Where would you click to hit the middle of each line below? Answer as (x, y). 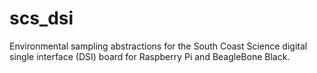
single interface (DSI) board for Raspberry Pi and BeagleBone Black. (150, 56)
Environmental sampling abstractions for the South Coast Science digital (158, 46)
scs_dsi (41, 18)
